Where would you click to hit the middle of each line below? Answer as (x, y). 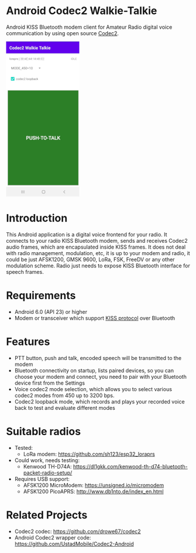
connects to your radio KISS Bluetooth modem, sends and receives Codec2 (97, 240)
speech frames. (25, 272)
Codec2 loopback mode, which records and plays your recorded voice (100, 401)
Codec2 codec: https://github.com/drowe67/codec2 (78, 531)
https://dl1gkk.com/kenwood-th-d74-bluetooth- (130, 466)
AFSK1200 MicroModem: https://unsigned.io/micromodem (94, 485)
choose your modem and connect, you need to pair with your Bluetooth (101, 376)
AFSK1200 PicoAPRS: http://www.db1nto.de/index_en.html (93, 491)
